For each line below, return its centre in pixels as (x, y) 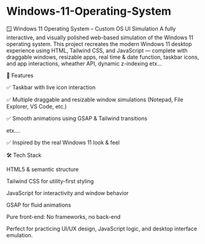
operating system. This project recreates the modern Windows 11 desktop (99, 44)
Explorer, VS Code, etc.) (37, 106)
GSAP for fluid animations (39, 205)
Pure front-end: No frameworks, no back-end (64, 216)
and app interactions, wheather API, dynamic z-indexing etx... (84, 63)
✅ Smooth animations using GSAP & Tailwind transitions (77, 118)
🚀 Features (20, 75)
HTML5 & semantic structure (43, 169)
